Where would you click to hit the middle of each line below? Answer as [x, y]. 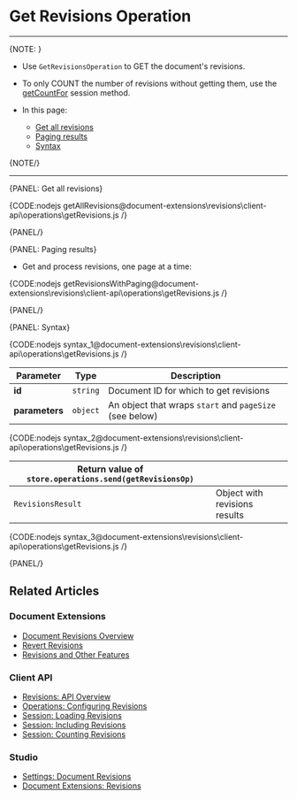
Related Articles [54, 592]
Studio [23, 757]
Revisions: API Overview [66, 696]
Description [196, 375]
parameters [38, 411]
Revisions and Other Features [76, 654]
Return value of [110, 469]
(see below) [133, 416]
